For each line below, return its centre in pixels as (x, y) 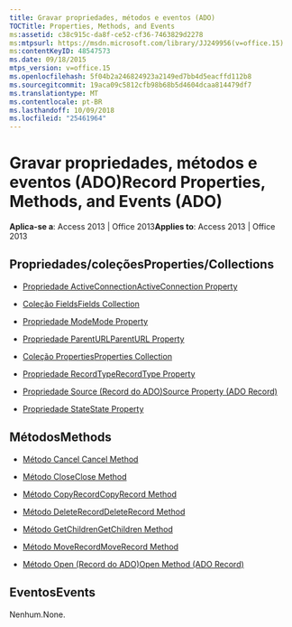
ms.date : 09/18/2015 (48, 60)
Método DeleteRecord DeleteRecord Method (104, 511)
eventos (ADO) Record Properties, (137, 182)
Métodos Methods (61, 438)
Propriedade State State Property (83, 408)
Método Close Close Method (75, 476)
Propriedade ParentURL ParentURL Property (103, 339)
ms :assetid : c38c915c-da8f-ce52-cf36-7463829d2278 (106, 34)
